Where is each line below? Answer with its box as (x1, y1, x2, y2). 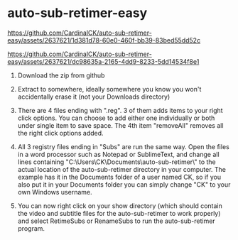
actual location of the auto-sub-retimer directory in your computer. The (17, 165, 226, 173)
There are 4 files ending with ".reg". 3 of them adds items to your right (17, 106, 223, 114)
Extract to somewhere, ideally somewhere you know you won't (17, 84, 202, 93)
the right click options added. (17, 129, 104, 137)
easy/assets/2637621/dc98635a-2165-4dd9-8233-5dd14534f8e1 (7, 57, 200, 65)
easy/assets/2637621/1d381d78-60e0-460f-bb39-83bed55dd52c (7, 36, 201, 44)
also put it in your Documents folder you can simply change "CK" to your (17, 180, 231, 189)
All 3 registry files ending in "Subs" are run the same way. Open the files (17, 142, 229, 151)
